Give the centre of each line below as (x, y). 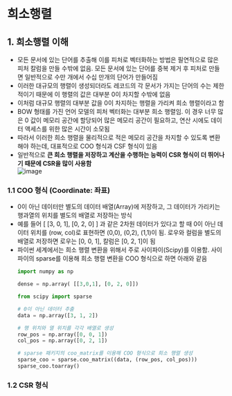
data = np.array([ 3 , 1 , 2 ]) (58, 315)
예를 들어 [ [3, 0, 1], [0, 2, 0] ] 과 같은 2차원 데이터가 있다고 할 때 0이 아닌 (116, 224)
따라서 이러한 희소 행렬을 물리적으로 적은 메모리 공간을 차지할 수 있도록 (112, 138)
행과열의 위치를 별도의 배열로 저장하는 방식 (75, 216)
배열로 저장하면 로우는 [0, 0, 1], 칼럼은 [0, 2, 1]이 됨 (86, 241)
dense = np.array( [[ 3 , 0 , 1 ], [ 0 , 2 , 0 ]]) (78, 284)
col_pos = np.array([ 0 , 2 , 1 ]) (62, 341)
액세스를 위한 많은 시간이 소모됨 (67, 129)
